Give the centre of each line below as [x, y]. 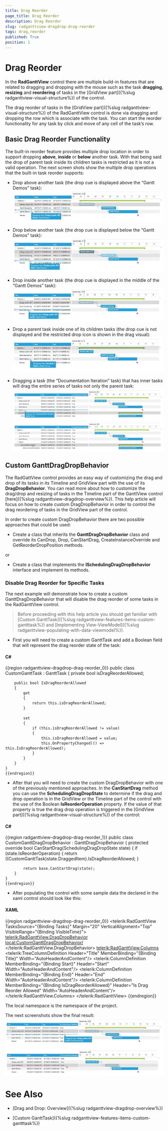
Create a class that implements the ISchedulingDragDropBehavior [81, 564]
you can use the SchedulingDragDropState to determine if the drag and [87, 794]
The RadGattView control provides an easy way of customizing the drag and [84, 478]
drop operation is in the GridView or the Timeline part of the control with [87, 799]
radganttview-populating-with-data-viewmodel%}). [71, 630]
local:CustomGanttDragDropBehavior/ [44, 942]
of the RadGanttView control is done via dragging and [102, 112]
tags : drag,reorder [26, 32]
